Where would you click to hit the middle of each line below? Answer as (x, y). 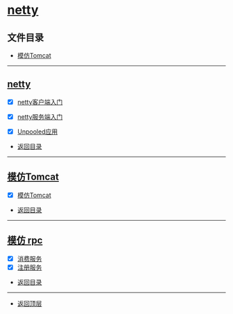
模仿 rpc (25, 241)
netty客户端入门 (40, 102)
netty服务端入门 (40, 116)
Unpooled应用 (37, 132)
